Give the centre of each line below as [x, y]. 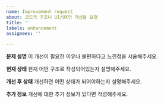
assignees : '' [24, 34]
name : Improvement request [40, 12]
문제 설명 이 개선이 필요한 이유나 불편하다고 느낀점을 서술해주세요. [82, 56]
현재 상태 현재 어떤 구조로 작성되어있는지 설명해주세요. [69, 69]
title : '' [18, 22]
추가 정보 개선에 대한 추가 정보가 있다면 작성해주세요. [67, 94]
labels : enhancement [32, 28]
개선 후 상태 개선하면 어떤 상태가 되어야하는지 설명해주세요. [74, 82]
